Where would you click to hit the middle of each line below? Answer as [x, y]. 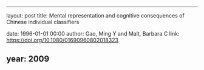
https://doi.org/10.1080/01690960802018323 [63, 40]
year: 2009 [28, 59]
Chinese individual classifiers [43, 22]
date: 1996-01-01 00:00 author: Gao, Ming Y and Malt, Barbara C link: [93, 33]
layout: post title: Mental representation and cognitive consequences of [96, 15]
